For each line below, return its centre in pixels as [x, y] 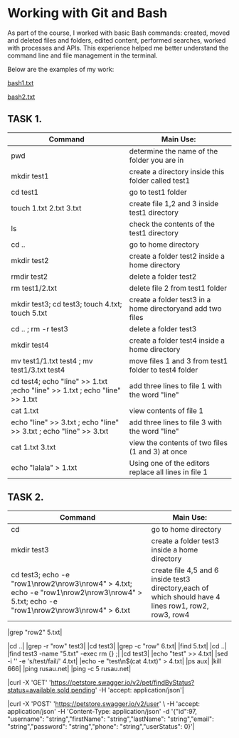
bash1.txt [21, 82]
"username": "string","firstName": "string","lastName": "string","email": [111, 719]
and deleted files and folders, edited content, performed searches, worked [117, 40]
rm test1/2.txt [34, 288]
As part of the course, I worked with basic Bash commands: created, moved [118, 33]
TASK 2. [26, 497]
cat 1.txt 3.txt [33, 447]
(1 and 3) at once [158, 451]
